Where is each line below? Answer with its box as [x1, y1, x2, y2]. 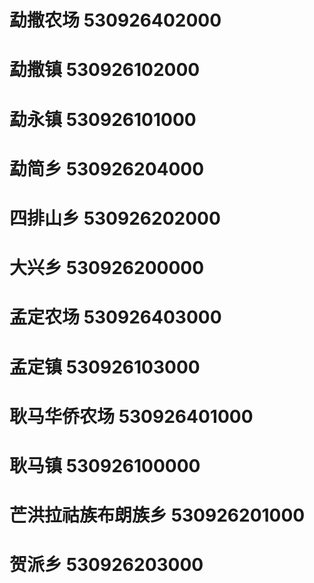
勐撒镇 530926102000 [9, 59, 201, 81]
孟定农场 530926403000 [9, 306, 222, 329]
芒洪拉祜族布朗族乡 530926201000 [9, 504, 306, 527]
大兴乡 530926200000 [9, 257, 205, 280]
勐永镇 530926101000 [9, 108, 197, 131]
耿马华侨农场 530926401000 [9, 405, 254, 428]
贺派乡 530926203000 [9, 554, 204, 576]
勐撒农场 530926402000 [9, 9, 222, 32]
